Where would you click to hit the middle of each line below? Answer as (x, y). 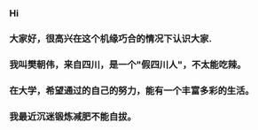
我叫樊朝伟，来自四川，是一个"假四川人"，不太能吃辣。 (128, 65)
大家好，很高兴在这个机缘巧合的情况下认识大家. (111, 38)
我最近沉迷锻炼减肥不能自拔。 (73, 116)
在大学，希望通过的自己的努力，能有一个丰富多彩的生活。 (132, 90)
